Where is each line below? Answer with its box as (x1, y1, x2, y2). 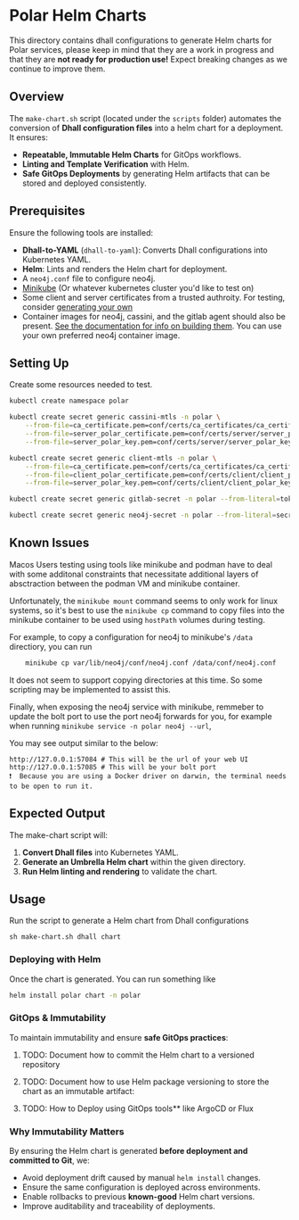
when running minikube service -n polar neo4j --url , (9, 720, 212, 731)
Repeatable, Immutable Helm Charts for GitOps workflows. (21, 149, 242, 160)
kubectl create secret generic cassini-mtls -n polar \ (9, 412, 221, 422)
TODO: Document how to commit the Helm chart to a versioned (21, 1050, 255, 1060)
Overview (9, 89, 65, 104)
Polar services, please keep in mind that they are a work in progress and (9, 44, 274, 54)
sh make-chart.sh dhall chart (9, 933, 122, 942)
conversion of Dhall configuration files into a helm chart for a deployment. (9, 122, 283, 133)
